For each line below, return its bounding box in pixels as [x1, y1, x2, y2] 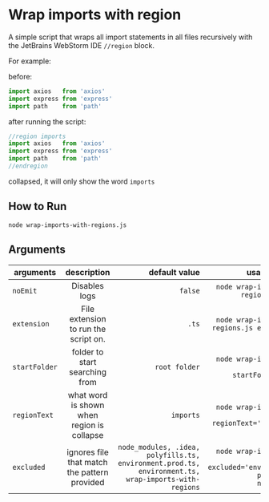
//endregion [8, 162, 48, 170]
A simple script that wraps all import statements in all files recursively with [8, 32, 253, 42]
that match [67, 456, 108, 468]
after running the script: [8, 116, 86, 126]
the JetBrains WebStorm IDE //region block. [8, 40, 155, 50]
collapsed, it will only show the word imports [8, 176, 155, 186]
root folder [155, 362, 200, 371]
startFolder [12, 362, 58, 371]
